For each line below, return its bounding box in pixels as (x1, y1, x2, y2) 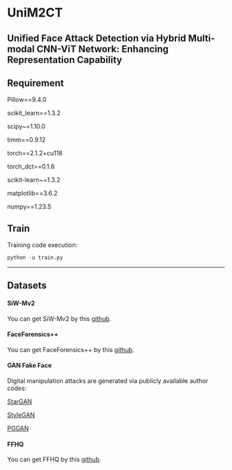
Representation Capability (7, 54, 122, 66)
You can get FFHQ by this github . (7, 456, 101, 464)
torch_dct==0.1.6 (7, 162, 55, 170)
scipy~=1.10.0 (7, 122, 46, 130)
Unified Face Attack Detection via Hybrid (7, 32, 186, 44)
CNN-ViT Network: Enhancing (37, 43, 169, 55)
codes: (7, 384, 27, 393)
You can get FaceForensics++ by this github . (7, 345, 135, 353)
